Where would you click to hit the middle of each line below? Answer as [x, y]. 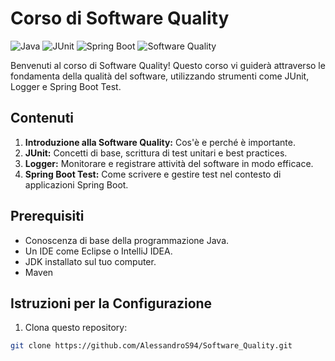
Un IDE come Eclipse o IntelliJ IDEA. [98, 251]
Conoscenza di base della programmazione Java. [127, 240]
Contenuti [42, 118]
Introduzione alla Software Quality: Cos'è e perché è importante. [160, 142]
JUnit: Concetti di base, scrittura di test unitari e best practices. [156, 153]
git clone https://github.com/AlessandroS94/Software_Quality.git [151, 346]
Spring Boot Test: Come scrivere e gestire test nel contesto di [153, 174]
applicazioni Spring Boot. [76, 184]
